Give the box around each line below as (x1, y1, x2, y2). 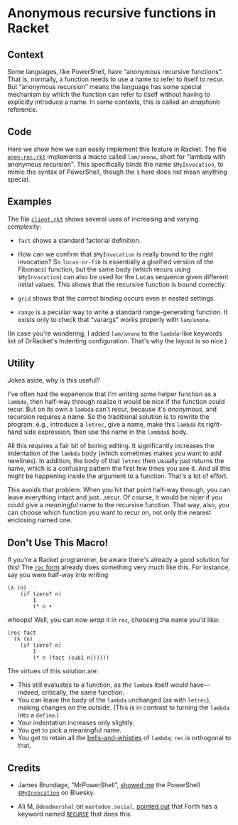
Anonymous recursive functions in (7, 5, 217, 21)
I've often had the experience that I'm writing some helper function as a (7, 390, 217, 398)
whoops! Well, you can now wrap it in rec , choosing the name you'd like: (7, 616, 220, 624)
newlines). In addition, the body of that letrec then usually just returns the (7, 457, 225, 465)
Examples (7, 196, 52, 208)
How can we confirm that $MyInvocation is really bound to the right (17, 249, 214, 258)
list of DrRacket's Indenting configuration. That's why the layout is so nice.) (7, 336, 227, 345)
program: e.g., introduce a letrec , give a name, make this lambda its (7, 420, 205, 429)
